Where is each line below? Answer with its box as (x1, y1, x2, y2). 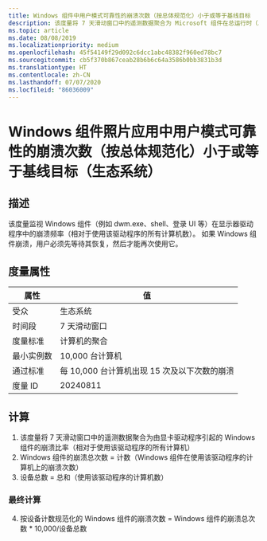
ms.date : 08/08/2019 (8, 33, 77, 42)
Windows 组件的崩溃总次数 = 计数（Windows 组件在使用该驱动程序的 (19, 453, 246, 462)
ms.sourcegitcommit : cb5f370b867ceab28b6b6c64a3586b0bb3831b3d (8, 57, 222, 65)
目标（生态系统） (50, 163, 162, 180)
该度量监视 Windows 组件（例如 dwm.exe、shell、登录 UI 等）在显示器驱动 (8, 219, 254, 229)
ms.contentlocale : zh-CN (8, 71, 91, 79)
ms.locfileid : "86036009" (8, 85, 94, 94)
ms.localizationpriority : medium (8, 41, 119, 49)
